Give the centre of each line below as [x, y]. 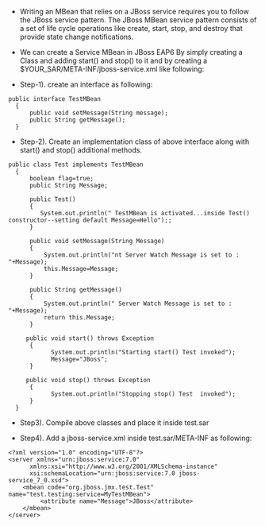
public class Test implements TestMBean [76, 164]
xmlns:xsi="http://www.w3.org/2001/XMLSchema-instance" [123, 466]
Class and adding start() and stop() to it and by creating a [113, 60]
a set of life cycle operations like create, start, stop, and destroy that [131, 28]
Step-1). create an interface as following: [86, 84]
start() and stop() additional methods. [81, 150]
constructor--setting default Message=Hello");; [90, 220]
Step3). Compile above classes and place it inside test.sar [114, 423]
